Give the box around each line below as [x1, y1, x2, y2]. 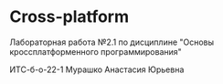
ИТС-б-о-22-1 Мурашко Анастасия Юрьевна [9, 64, 185, 75]
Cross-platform [9, 6, 130, 27]
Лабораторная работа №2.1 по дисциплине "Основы [9, 37, 215, 47]
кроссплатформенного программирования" [9, 46, 183, 57]
